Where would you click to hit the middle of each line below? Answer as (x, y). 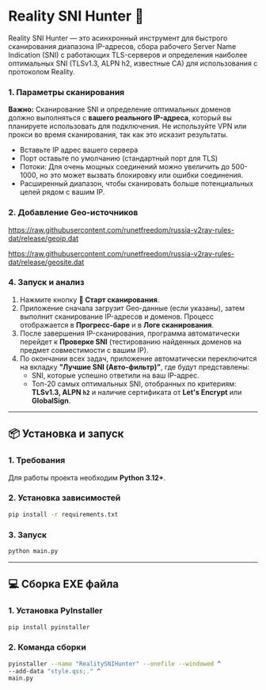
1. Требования (37, 461)
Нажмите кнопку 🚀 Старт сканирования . (89, 299)
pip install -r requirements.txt (63, 514)
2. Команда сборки (47, 647)
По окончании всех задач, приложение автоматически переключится (138, 358)
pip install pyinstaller (49, 627)
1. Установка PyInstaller (55, 611)
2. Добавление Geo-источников (73, 213)
